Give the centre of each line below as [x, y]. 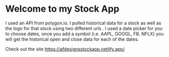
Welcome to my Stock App [62, 9]
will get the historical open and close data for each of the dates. [72, 39]
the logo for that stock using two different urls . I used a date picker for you [84, 28]
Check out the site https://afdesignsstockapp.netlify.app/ [65, 49]
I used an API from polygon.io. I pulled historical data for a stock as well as [83, 23]
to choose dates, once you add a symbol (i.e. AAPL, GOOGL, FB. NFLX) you [84, 34]
